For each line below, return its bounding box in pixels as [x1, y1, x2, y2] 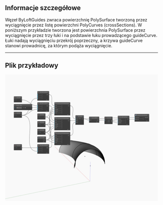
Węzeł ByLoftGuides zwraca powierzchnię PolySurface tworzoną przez [5, 17, 147, 22]
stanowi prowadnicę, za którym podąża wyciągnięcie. [5, 42, 113, 48]
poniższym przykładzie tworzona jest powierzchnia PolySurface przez [5, 27, 146, 33]
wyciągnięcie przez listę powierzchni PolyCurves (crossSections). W [5, 22, 142, 28]
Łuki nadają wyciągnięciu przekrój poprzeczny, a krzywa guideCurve [5, 37, 143, 43]
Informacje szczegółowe [5, 4, 81, 12]
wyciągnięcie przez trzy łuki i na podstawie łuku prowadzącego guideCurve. [5, 32, 158, 38]
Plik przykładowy [5, 61, 59, 70]
